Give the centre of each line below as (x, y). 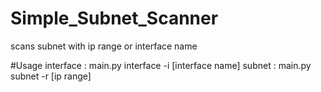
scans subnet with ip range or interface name (104, 46)
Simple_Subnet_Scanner (114, 18)
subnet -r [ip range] (51, 76)
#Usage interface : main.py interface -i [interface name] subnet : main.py (161, 65)
